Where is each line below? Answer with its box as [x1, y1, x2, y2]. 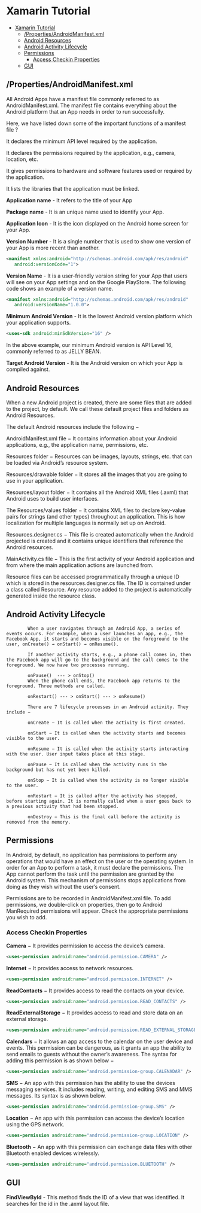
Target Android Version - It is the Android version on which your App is [6, 359, 183, 367]
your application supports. [6, 319, 71, 327]
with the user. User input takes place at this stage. [6, 751, 146, 757]
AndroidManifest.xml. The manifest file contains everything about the [6, 102, 177, 109]
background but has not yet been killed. [6, 767, 111, 773]
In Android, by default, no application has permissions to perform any [6, 851, 178, 858]
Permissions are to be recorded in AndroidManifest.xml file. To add [6, 894, 171, 901]
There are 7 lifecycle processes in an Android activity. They [28, 704, 188, 710]
